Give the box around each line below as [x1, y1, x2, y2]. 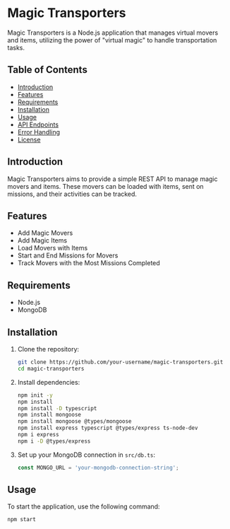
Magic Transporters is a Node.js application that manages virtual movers [7, 28, 219, 37]
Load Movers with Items [17, 244, 88, 252]
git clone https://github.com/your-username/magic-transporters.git [17, 359, 224, 366]
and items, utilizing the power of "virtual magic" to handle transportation [7, 35, 217, 44]
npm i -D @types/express [17, 437, 91, 445]
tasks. [7, 43, 25, 52]
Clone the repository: [17, 345, 80, 353]
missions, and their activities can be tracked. [7, 190, 138, 198]
